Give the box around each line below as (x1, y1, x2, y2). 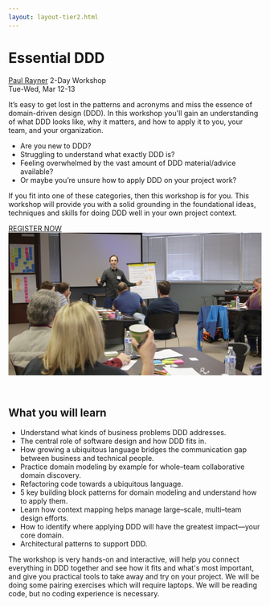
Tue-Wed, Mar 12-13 (8, 84, 76, 93)
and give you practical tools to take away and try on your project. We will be (8, 571, 260, 581)
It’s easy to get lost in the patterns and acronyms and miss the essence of (8, 99, 253, 109)
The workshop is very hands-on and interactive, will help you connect (8, 554, 239, 564)
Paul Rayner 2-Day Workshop (8, 75, 107, 85)
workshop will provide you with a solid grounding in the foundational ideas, (8, 199, 256, 209)
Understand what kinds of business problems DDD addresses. (19, 427, 227, 437)
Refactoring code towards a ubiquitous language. (19, 479, 183, 488)
